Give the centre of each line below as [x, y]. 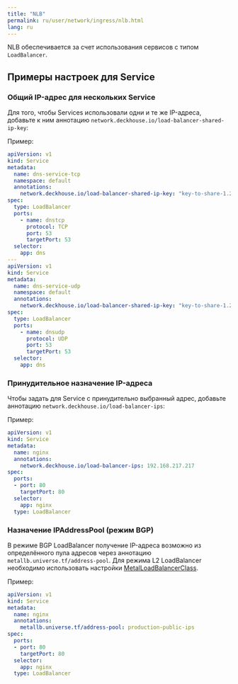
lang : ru [20, 27]
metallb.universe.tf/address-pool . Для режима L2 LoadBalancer [104, 560]
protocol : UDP [47, 338]
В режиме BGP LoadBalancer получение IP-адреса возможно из [104, 545]
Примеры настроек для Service [81, 77]
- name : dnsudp [42, 332]
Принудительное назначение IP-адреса [80, 383]
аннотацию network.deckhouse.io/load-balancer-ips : [86, 406]
